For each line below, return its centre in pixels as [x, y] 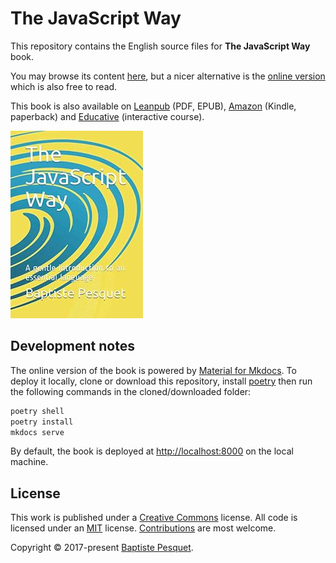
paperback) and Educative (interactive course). [107, 116]
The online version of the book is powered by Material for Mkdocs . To [153, 370]
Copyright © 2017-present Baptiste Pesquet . [102, 548]
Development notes [72, 346]
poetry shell [37, 411]
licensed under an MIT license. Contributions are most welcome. [143, 528]
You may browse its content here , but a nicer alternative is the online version [168, 76]
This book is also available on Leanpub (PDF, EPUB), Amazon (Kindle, [153, 106]
